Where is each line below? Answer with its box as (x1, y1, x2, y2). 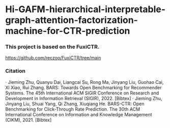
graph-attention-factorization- (5, 14, 138, 26)
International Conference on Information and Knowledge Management (5, 111, 152, 117)
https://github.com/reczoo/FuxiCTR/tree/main (5, 55, 101, 61)
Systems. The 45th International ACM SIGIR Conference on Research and (5, 90, 159, 96)
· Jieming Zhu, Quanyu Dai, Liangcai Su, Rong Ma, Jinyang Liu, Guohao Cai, (5, 79, 164, 85)
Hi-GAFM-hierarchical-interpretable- (5, 4, 166, 15)
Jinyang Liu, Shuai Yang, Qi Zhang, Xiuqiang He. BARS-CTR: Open (5, 101, 145, 107)
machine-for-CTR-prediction (5, 25, 130, 37)
